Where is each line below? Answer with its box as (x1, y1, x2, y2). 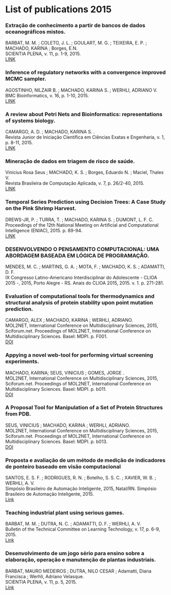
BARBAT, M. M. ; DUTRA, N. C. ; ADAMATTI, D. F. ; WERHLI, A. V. (5, 521, 141, 527)
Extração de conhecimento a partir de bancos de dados (5, 22, 145, 29)
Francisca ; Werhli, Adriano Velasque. (5, 573, 84, 579)
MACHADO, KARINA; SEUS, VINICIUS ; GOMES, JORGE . (5, 369, 125, 376)
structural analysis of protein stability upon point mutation (5, 299, 153, 306)
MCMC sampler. (5, 75, 46, 82)
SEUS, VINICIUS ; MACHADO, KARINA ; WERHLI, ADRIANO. (5, 422, 130, 428)
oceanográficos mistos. (5, 28, 66, 35)
